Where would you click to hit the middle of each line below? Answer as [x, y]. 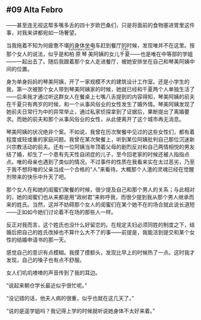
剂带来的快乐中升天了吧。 [38, 177]
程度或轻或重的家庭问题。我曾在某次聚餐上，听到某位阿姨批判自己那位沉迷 [98, 139]
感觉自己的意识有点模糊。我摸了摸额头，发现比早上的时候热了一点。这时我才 [100, 252]
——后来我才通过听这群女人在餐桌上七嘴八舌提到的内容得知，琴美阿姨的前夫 [100, 96]
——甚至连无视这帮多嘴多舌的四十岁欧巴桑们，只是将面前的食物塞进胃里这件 [100, 25]
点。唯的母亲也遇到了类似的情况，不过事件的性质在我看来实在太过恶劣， [95, 162]
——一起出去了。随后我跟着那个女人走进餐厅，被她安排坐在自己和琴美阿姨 [98, 61]
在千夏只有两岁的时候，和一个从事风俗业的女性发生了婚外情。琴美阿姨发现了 [100, 104]
